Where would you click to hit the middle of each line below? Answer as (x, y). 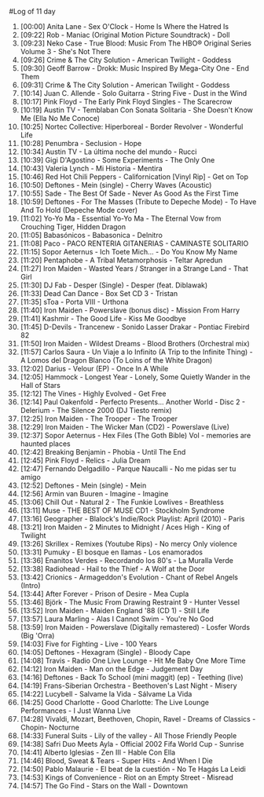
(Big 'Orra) (37, 636)
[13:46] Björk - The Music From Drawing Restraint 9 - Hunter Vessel (130, 602)
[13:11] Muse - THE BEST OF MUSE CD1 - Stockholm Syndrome (122, 510)
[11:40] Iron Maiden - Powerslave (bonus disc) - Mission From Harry (130, 310)
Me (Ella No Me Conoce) (60, 118)
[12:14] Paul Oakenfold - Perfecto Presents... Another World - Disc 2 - (133, 402)
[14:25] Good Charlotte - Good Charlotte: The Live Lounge (115, 702)
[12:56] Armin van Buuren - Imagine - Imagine (94, 494)
